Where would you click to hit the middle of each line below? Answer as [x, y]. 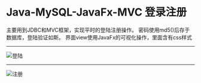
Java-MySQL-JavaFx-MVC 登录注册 [97, 12]
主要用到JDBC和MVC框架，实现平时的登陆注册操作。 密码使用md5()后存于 [98, 30]
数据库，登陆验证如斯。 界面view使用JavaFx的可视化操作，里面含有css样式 [99, 37]
